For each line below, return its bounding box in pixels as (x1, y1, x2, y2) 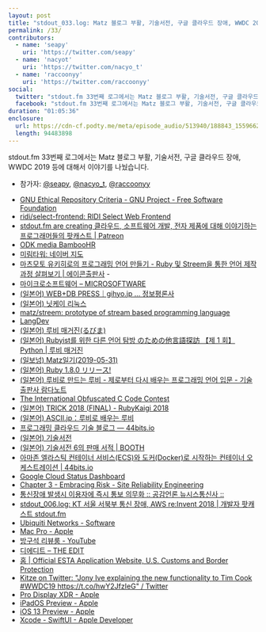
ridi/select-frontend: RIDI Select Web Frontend (19, 211, 172, 221)
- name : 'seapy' (15, 41, 69, 49)
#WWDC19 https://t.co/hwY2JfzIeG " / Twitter (19, 581, 169, 591)
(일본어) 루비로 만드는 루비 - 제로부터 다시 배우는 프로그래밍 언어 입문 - (19, 375, 238, 384)
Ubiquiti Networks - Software (19, 518, 116, 527)
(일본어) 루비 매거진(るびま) (19, 326, 107, 335)
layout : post (8, 11, 51, 20)
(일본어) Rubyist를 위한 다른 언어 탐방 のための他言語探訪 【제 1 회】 (19, 335, 236, 345)
